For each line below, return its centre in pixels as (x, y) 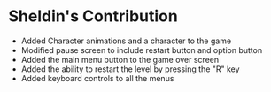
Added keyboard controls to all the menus (97, 78)
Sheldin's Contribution (93, 16)
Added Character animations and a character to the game (126, 41)
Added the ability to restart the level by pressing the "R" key (130, 69)
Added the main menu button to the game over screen (120, 59)
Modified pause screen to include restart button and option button (142, 50)
